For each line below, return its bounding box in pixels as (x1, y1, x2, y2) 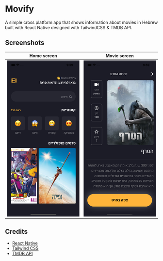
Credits (5, 227, 28, 236)
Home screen (29, 53, 57, 59)
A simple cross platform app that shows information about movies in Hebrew (5, 19, 158, 25)
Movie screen (105, 53, 134, 59)
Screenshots (5, 39, 45, 47)
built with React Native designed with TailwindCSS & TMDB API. (5, 24, 132, 30)
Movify (5, 3, 34, 15)
